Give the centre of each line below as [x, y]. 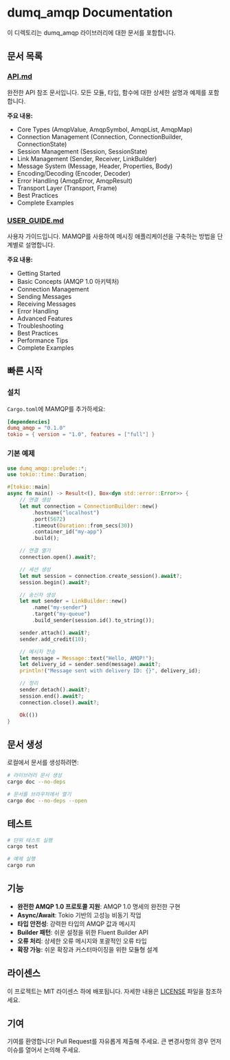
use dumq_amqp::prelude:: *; [47, 468]
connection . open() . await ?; [58, 557]
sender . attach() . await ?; [55, 633]
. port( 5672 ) [49, 519]
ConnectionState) [42, 144]
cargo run [21, 866]
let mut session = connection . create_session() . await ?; [101, 576]
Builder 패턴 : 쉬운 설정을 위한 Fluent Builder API [83, 932]
